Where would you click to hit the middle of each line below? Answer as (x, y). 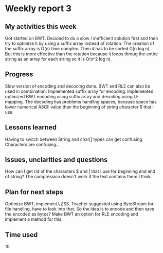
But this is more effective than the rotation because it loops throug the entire (81, 54)
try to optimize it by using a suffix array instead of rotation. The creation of (80, 43)
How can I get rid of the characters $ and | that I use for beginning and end (80, 171)
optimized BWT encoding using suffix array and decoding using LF (72, 96)
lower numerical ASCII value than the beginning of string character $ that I (80, 107)
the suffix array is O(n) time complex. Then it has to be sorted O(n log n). (78, 49)
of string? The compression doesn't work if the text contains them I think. (79, 177)
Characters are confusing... (32, 144)
